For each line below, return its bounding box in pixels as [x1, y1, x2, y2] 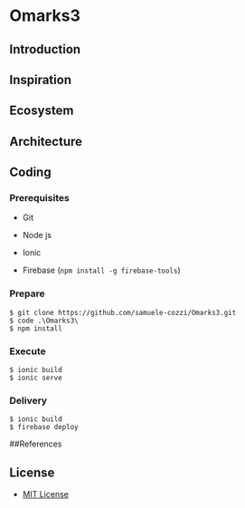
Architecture [9, 133, 83, 149]
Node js [22, 230, 52, 241]
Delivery [9, 394, 48, 407]
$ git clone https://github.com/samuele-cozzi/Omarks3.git [9, 308, 237, 317]
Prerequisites [9, 192, 70, 205]
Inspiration [9, 72, 72, 87]
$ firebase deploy [9, 423, 79, 432]
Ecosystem [9, 103, 74, 119]
